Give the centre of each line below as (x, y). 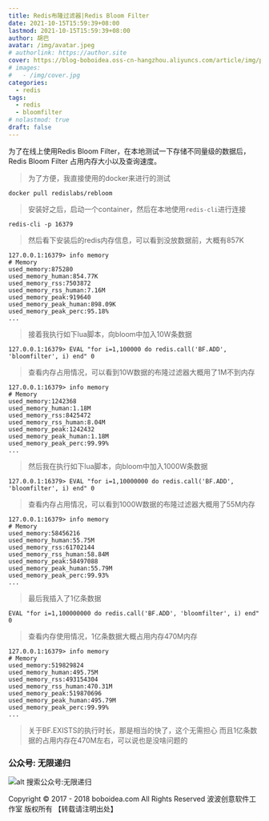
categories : (28, 82)
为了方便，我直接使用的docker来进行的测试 (99, 178)
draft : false (30, 127)
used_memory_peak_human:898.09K (62, 304)
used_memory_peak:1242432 (51, 429)
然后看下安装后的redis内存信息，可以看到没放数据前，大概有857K (136, 240)
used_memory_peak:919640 (50, 297)
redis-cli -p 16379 (41, 224)
